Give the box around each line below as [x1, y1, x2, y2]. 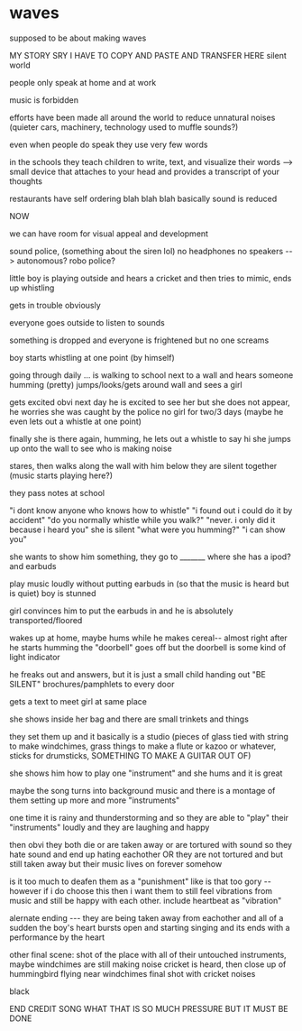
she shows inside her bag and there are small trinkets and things [9, 713, 250, 724]
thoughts [9, 175, 43, 187]
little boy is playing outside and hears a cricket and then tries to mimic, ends [9, 272, 292, 283]
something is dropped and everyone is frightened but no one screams [9, 335, 270, 345]
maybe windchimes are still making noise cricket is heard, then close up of [9, 959, 287, 970]
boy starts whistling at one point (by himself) [9, 352, 175, 363]
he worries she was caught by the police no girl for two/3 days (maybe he [9, 406, 284, 417]
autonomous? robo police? [16, 255, 115, 266]
